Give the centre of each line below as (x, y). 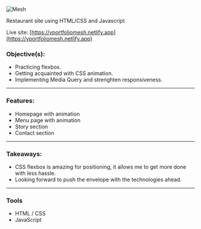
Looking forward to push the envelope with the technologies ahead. (98, 180)
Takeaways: (24, 154)
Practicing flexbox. (38, 67)
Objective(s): (26, 54)
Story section (31, 126)
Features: (20, 101)
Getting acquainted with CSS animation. (64, 73)
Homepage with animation (47, 114)
